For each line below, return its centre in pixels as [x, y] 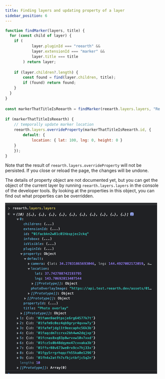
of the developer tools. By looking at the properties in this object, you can [80, 191]
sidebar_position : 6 [26, 16]
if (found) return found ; [50, 83]
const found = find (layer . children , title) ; [69, 78]
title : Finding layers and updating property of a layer [65, 10]
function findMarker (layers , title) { [45, 30]
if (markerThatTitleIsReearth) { [40, 119]
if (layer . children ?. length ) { [46, 72]
